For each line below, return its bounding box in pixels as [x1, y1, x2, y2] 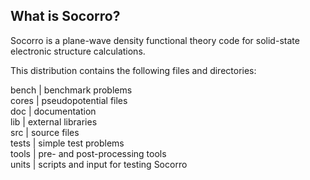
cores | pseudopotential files [10, 94, 128, 106]
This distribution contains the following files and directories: [10, 64, 257, 76]
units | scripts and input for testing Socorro [10, 158, 188, 170]
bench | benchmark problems [10, 84, 133, 96]
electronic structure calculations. [10, 45, 146, 57]
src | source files [10, 126, 80, 138]
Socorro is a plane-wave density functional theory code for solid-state [10, 34, 300, 46]
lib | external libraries [10, 115, 98, 128]
